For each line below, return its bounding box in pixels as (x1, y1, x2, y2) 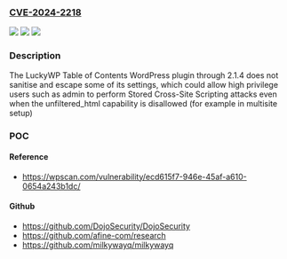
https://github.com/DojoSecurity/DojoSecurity (21, 220, 191, 232)
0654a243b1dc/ (21, 180, 81, 192)
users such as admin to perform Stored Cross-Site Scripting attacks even (9, 89, 277, 99)
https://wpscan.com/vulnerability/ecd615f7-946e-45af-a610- (21, 171, 247, 182)
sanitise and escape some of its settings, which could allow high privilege (9, 79, 278, 90)
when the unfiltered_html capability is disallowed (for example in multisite (9, 98, 278, 108)
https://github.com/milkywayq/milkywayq (21, 239, 174, 250)
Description (9, 50, 61, 62)
